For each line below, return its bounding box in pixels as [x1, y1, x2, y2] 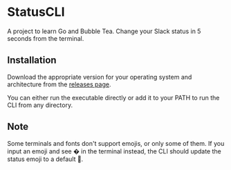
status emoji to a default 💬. [7, 155, 84, 163]
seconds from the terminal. [7, 34, 84, 42]
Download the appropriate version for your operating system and [7, 73, 192, 81]
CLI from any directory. [7, 101, 73, 109]
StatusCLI [7, 4, 65, 20]
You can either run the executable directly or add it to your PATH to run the [7, 93, 220, 102]
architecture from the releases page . [7, 80, 111, 88]
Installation [7, 55, 57, 66]
